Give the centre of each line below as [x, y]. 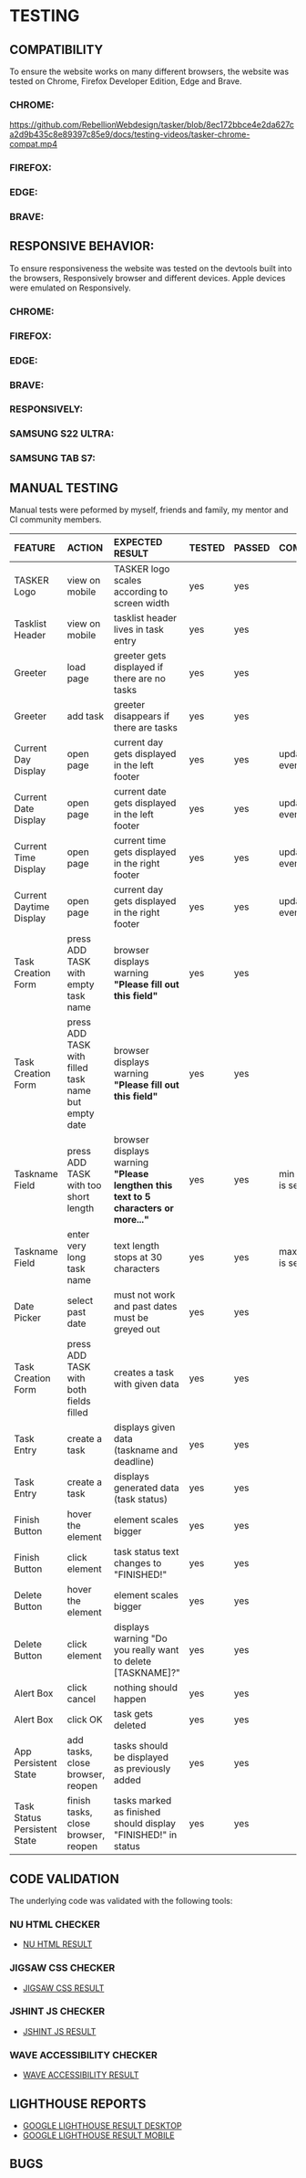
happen [130, 1699]
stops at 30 [138, 1257]
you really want [146, 1650]
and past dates [145, 1307]
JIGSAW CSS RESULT [63, 1988]
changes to [138, 1563]
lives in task [138, 629]
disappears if [142, 716]
